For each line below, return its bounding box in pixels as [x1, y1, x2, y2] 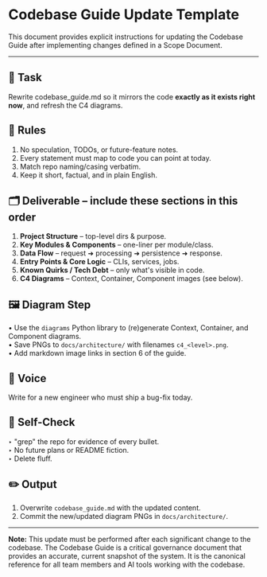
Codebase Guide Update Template [8, 6, 240, 24]
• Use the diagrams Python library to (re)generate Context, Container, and [8, 323, 249, 333]
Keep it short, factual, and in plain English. [19, 170, 157, 180]
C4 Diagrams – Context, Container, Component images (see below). [19, 274, 244, 283]
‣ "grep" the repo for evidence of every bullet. [8, 436, 160, 446]
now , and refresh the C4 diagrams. [8, 100, 123, 110]
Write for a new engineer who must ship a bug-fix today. [8, 392, 193, 402]
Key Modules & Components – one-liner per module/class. [19, 240, 214, 250]
